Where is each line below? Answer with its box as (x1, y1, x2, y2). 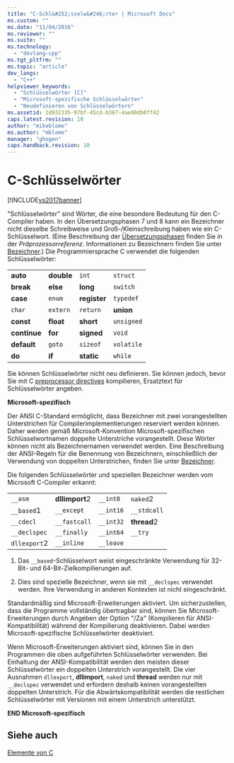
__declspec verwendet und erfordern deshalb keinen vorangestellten (7, 680, 207, 689)
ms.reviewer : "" (7, 30, 55, 38)
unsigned (112, 318, 143, 326)
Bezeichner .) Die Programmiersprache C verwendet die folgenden (7, 247, 199, 256)
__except (55, 507, 85, 515)
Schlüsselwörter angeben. (7, 384, 84, 393)
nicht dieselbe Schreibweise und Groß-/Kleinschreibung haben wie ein (7, 224, 213, 234)
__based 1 (11, 505, 41, 515)
